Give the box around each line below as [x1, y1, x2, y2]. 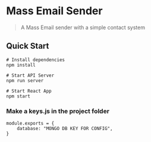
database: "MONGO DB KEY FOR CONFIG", [17, 126, 113, 132]
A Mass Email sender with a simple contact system [20, 24, 146, 31]
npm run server [6, 77, 44, 84]
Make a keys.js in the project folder [6, 107, 110, 115]
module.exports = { [6, 121, 55, 127]
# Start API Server [6, 72, 55, 78]
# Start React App [6, 88, 52, 94]
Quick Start [6, 41, 49, 51]
